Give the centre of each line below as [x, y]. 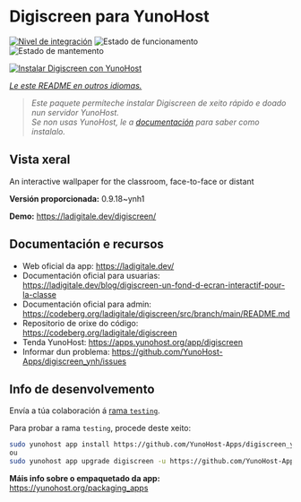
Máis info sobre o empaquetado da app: [85, 478]
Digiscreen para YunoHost [109, 17]
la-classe [39, 294]
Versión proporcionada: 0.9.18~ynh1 [77, 198]
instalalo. [48, 131]
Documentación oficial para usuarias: [91, 275]
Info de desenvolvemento [82, 389]
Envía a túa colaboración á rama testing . [85, 411]
